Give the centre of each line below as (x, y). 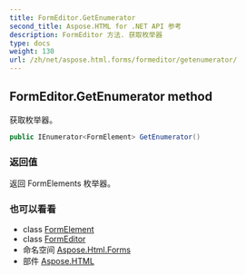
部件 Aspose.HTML (59, 261)
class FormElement (58, 230)
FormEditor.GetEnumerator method (111, 97)
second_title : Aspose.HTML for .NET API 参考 (95, 26)
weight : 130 (32, 52)
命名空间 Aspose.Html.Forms (77, 250)
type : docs (30, 43)
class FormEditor (54, 239)
